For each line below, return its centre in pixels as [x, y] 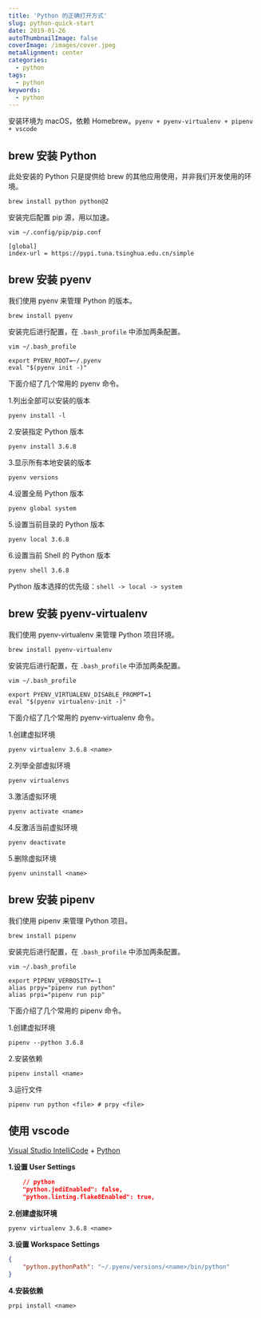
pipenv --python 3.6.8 [46, 1042]
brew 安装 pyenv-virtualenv [78, 614]
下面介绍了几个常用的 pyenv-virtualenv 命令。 [83, 717]
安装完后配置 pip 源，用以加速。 [61, 217]
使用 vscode [39, 1131]
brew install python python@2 [59, 202]
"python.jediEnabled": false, [73, 1190]
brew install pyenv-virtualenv [60, 649]
